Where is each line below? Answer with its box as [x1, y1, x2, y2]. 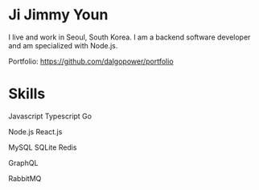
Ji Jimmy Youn [8, 6, 109, 24]
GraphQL [8, 158, 39, 167]
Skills [8, 85, 46, 103]
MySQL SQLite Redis [8, 142, 77, 152]
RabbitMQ [8, 173, 42, 183]
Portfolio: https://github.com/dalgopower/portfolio [8, 56, 175, 66]
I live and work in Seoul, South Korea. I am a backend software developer [8, 32, 251, 42]
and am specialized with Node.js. [8, 40, 118, 50]
